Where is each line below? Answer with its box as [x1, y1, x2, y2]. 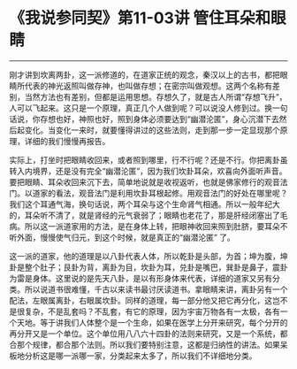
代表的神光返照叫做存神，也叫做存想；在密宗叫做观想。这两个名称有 [24, 81, 272, 91]
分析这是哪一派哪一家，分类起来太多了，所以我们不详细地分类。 [24, 350, 257, 361]
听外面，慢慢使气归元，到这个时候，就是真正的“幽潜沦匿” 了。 [9, 232, 236, 242]
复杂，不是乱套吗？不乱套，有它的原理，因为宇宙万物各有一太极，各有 [24, 306, 280, 317]
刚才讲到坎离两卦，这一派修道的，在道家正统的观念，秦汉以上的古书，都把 [9, 69, 280, 80]
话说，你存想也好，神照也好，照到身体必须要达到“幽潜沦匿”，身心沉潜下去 [9, 113, 280, 124]
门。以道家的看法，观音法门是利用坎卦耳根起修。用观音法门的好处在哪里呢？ [9, 188, 288, 198]
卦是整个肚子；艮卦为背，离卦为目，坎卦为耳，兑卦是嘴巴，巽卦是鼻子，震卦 [9, 262, 288, 273]
